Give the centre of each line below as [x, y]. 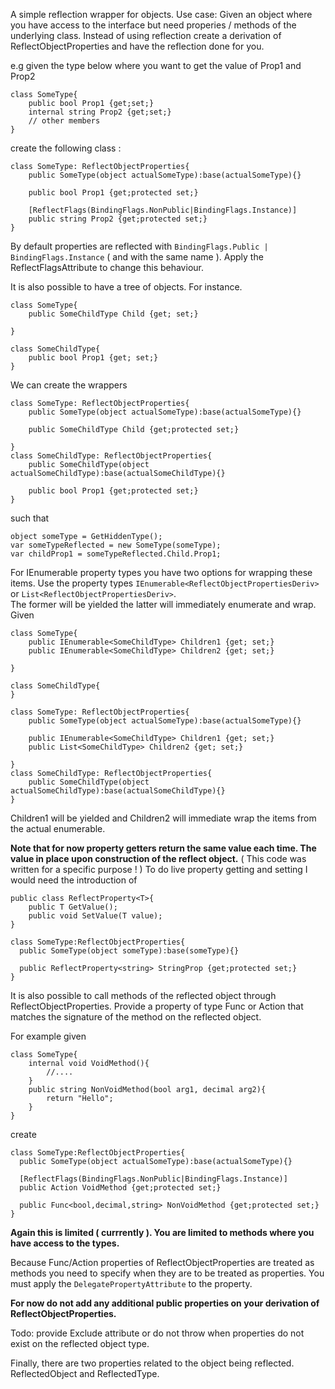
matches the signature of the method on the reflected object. [136, 1017]
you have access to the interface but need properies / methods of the [153, 25]
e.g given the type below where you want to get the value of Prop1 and [156, 65]
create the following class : [66, 148]
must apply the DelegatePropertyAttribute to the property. [131, 1283]
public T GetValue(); [73, 907]
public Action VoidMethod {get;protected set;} [120, 1188]
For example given [48, 1036]
